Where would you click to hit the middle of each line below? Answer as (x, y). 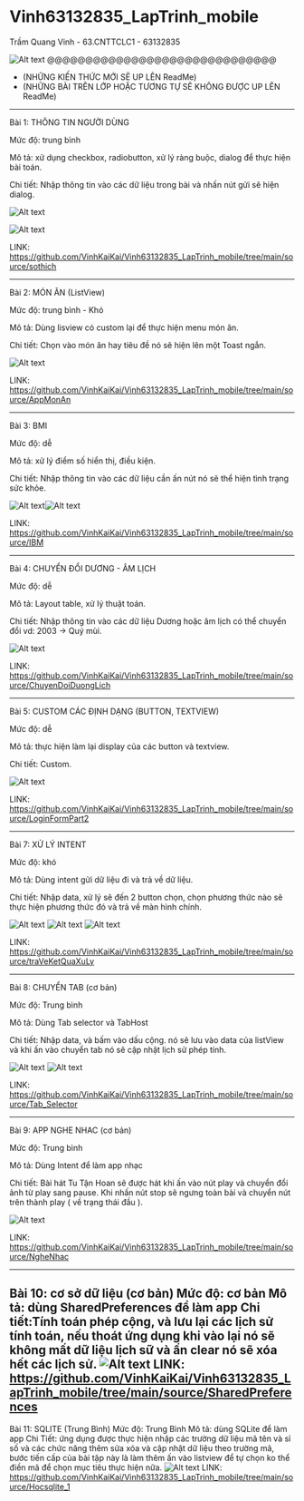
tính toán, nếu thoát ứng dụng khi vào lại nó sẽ (142, 1336)
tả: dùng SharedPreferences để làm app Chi (135, 1308)
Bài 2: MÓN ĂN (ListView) (57, 292)
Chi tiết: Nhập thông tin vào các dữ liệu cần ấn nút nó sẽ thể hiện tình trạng (149, 478)
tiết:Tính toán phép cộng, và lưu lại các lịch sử (142, 1322)
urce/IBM (27, 542)
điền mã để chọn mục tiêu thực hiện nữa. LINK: (116, 1467)
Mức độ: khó (33, 862)
